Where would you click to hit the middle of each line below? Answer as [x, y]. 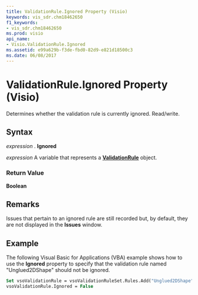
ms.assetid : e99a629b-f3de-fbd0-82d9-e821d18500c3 [70, 50]
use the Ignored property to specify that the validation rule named [86, 264]
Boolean [16, 186]
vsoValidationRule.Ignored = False [50, 287]
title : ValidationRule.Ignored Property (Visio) [67, 12]
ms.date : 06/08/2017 [32, 55]
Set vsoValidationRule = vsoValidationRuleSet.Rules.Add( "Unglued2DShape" [100, 281]
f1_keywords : [22, 22]
